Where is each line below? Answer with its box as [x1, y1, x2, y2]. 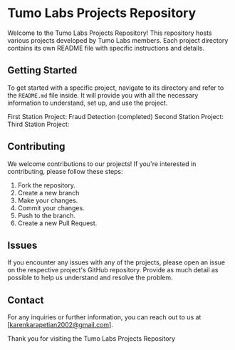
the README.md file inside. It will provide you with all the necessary [7, 91, 199, 99]
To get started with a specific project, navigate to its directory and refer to [7, 83, 224, 92]
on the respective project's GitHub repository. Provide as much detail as [7, 266, 219, 274]
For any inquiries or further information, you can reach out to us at [7, 313, 202, 321]
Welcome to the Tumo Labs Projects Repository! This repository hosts [7, 29, 212, 37]
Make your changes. [17, 196, 78, 205]
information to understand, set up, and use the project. [7, 98, 168, 107]
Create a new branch [17, 188, 80, 197]
